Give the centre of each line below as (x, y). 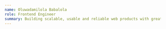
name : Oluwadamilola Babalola (36, 10)
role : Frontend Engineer (30, 14)
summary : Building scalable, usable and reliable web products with (77, 19)
